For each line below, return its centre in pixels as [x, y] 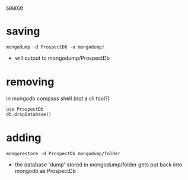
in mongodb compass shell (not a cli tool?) [58, 98]
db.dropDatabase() [29, 114]
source [15, 7]
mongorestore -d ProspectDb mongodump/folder [63, 153]
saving [23, 31]
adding [24, 138]
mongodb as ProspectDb [45, 171]
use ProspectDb [25, 109]
